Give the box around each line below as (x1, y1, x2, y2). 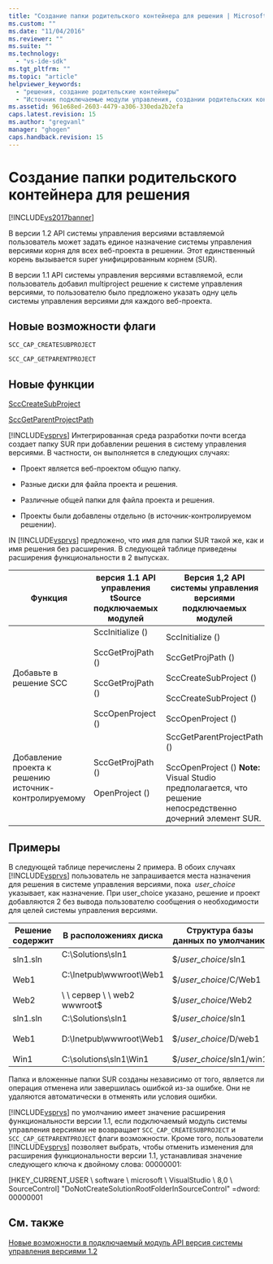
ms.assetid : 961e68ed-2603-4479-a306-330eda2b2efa (8, 103, 184, 111)
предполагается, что (166, 783, 248, 794)
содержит (12, 935, 54, 946)
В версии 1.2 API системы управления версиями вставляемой (8, 228, 225, 238)
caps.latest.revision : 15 (8, 111, 96, 119)
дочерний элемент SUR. (166, 813, 262, 824)
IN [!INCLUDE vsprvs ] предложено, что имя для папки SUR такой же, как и (8, 535, 264, 546)
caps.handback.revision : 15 (8, 133, 104, 141)
